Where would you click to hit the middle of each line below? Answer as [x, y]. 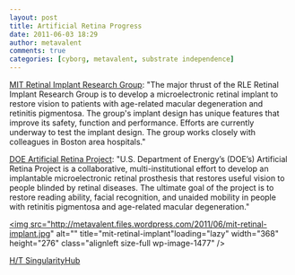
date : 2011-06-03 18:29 [54, 34]
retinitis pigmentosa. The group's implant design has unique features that [144, 113]
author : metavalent [46, 43]
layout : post [34, 17]
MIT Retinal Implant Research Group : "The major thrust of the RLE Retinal [144, 85]
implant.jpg [30, 233]
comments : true [38, 51]
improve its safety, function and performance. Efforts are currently [132, 123]
